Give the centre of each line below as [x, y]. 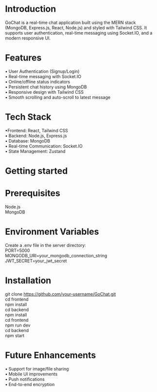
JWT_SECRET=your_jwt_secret [36, 261]
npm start [15, 335]
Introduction [31, 9]
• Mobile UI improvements [31, 374]
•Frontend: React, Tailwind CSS [36, 130]
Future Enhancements [51, 355]
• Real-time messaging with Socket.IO [43, 76]
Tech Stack [28, 117]
